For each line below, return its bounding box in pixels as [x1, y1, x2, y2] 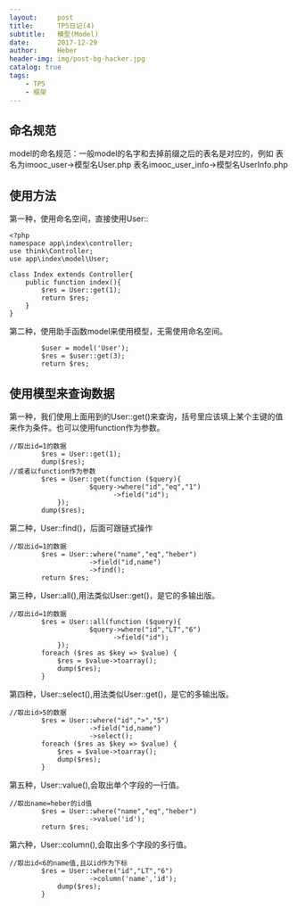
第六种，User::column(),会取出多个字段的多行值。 [9, 839, 192, 850]
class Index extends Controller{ [9, 270, 134, 279]
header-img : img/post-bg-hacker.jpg [9, 54, 145, 63]
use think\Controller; [9, 247, 94, 256]
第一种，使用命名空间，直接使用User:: [9, 213, 149, 224]
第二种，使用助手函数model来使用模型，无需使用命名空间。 [9, 326, 227, 337]
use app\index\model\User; [9, 255, 110, 264]
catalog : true [9, 63, 62, 72]
